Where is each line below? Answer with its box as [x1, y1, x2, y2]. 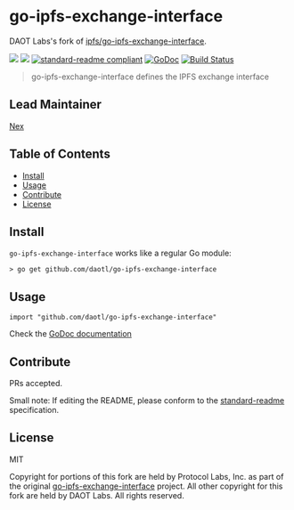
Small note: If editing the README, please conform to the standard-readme [9, 395, 285, 406]
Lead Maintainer [9, 97, 102, 112]
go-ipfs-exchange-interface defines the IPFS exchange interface [30, 71, 270, 82]
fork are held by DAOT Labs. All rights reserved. [9, 490, 184, 500]
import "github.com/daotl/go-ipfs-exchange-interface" [9, 313, 217, 322]
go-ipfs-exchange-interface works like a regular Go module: [9, 247, 232, 259]
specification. [9, 405, 60, 415]
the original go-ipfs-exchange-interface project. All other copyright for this [9, 481, 283, 491]
